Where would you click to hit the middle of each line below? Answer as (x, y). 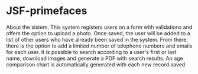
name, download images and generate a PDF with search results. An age (95, 58)
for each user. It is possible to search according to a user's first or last (91, 52)
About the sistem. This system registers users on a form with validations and (99, 27)
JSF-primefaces (47, 11)
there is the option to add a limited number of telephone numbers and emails (99, 46)
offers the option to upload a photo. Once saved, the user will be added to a (98, 33)
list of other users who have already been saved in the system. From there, (97, 39)
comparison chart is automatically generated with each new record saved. (97, 64)
